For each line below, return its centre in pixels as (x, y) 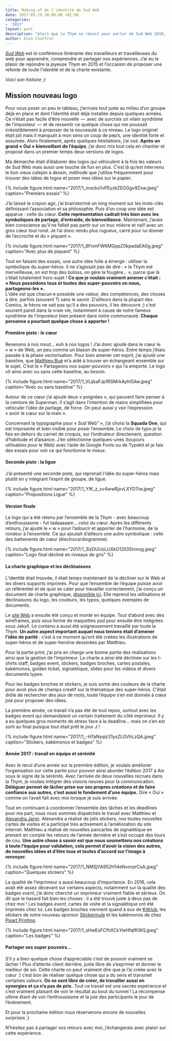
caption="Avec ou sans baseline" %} (44, 387)
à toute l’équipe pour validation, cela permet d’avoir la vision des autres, (83, 846)
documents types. (24, 674)
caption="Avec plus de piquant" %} (43, 251)
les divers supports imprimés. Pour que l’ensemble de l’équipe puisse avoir (84, 583)
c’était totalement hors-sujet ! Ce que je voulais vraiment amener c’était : (83, 277)
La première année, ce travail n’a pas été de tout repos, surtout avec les (81, 710)
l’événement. (19, 1002)
